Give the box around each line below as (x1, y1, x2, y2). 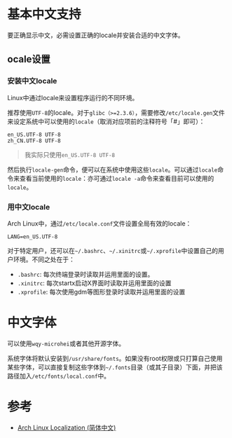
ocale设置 (7, 53, 50, 65)
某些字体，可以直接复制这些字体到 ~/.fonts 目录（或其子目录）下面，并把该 (7, 362, 223, 371)
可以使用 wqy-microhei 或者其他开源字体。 (7, 339, 125, 348)
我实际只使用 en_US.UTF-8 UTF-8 (24, 150, 116, 158)
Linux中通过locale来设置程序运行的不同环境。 (7, 93, 139, 102)
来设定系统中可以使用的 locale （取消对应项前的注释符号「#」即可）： (7, 117, 205, 125)
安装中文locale (7, 76, 57, 86)
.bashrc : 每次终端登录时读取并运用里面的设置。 (17, 270, 154, 278)
